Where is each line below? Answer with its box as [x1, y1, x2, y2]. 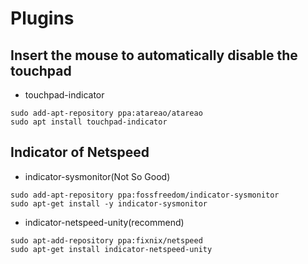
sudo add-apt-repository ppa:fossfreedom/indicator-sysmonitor [10, 190, 280, 200]
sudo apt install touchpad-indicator [10, 117, 168, 127]
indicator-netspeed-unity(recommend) [24, 216, 185, 228]
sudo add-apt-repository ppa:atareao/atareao [10, 108, 203, 118]
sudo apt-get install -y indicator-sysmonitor [10, 198, 208, 209]
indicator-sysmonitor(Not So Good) [24, 170, 171, 182]
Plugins [10, 7, 75, 30]
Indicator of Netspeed [10, 144, 150, 161]
